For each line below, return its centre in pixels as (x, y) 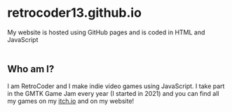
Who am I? (31, 69)
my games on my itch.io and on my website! (71, 101)
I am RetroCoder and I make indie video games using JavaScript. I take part (116, 86)
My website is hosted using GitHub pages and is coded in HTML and (106, 32)
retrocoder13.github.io (75, 13)
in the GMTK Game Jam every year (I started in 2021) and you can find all (113, 93)
